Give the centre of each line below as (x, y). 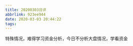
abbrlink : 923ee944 (25, 14)
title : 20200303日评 (26, 10)
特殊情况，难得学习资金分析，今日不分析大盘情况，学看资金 (66, 38)
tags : (11, 24)
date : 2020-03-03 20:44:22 (33, 19)
